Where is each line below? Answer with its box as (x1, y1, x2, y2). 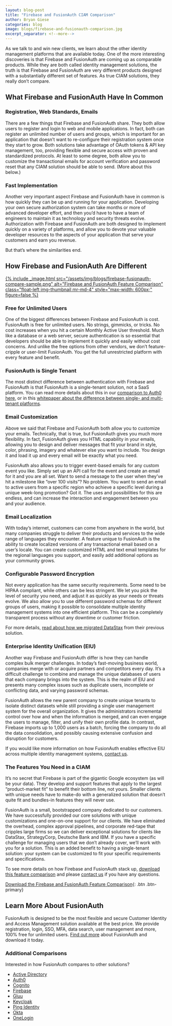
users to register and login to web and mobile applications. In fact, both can (5, 125, 165, 131)
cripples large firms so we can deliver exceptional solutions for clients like (5, 829, 161, 835)
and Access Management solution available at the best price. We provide (5, 920, 160, 927)
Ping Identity (12, 1003, 40, 1010)
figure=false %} (5, 292, 39, 298)
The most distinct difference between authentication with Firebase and (5, 379, 155, 385)
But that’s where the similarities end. (5, 247, 82, 253)
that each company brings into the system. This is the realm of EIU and (5, 676, 155, 682)
